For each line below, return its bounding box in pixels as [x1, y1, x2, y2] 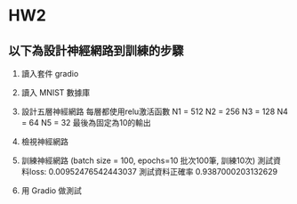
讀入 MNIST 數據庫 [20, 87, 91, 98]
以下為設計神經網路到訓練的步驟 [8, 43, 184, 58]
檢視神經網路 [20, 136, 68, 147]
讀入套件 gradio [20, 69, 79, 78]
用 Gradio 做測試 [20, 185, 82, 196]
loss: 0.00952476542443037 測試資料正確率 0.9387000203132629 [28, 167, 277, 176]
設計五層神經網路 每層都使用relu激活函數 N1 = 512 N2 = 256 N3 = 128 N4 [20, 106, 288, 117]
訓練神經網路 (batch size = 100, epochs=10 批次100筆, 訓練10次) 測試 [20, 155, 274, 166]
